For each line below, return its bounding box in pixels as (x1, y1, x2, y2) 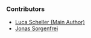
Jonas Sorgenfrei (14, 25, 58, 32)
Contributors (6, 5, 45, 13)
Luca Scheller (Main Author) (14, 19, 86, 26)
